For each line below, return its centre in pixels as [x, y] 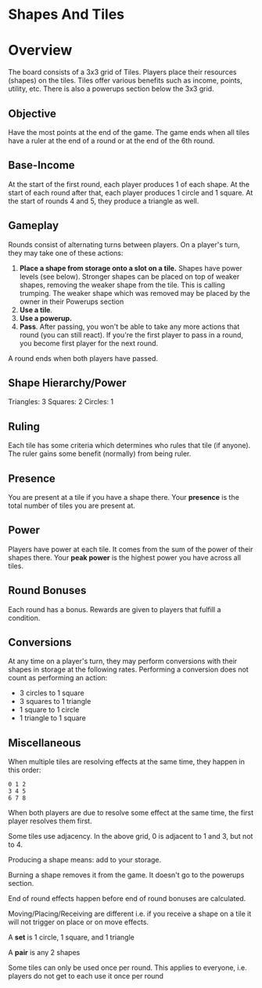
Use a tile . [36, 310]
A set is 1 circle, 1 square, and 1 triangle [71, 937]
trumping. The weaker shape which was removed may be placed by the [135, 293]
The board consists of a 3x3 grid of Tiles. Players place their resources [122, 72]
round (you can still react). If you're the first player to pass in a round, [131, 334]
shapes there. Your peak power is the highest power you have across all [124, 557]
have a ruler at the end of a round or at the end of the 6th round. [111, 140]
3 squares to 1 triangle [55, 702]
